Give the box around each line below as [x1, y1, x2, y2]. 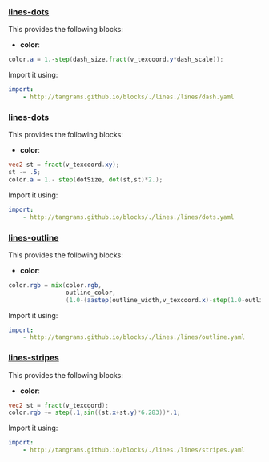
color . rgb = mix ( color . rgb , [8, 281, 102, 289]
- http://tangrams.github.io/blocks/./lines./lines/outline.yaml [22, 333, 246, 341]
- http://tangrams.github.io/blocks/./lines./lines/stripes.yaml [22, 446, 246, 454]
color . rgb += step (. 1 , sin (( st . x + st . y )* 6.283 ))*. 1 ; [8, 408, 181, 417]
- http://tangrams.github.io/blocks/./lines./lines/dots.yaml [22, 213, 235, 221]
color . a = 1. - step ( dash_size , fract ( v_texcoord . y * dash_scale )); [8, 55, 224, 64]
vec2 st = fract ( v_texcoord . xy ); [8, 161, 120, 169]
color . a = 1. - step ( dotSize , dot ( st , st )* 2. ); [8, 175, 163, 184]
